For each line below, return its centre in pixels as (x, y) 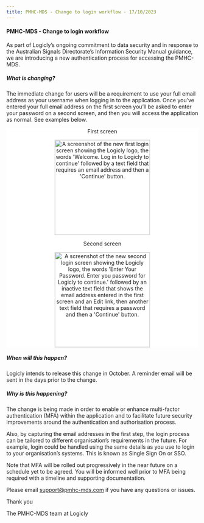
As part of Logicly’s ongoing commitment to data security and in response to (102, 45)
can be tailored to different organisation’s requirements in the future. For (97, 440)
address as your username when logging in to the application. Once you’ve (100, 100)
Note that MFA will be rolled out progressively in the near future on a (92, 465)
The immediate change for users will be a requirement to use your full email (101, 93)
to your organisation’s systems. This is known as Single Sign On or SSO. (97, 453)
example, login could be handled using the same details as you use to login (100, 447)
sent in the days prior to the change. (52, 380)
